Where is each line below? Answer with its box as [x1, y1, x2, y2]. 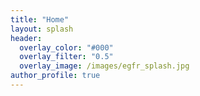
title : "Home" [10, 14, 70, 25]
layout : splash [10, 24, 74, 34]
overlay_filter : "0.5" [19, 52, 114, 62]
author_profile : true [10, 71, 101, 81]
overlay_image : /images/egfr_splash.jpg [19, 61, 190, 71]
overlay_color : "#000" [19, 42, 114, 53]
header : [10, 33, 43, 43]
